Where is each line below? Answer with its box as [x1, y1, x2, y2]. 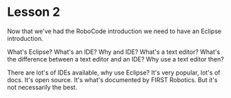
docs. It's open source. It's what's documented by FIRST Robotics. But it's [7, 75, 218, 84]
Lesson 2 [7, 4, 61, 20]
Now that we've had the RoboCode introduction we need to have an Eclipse [7, 27, 222, 35]
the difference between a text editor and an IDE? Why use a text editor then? [7, 55, 224, 63]
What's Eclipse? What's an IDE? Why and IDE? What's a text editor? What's [7, 48, 221, 56]
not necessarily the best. [7, 83, 78, 91]
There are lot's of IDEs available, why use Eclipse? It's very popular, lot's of [7, 68, 221, 77]
